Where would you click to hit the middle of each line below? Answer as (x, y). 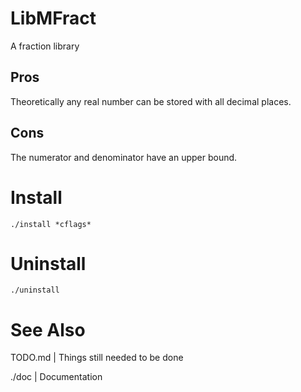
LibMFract (53, 18)
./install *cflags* (51, 224)
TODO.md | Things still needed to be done (97, 358)
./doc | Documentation (56, 377)
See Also (48, 329)
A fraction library (45, 46)
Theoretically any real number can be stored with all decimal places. (151, 101)
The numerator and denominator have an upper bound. (124, 157)
